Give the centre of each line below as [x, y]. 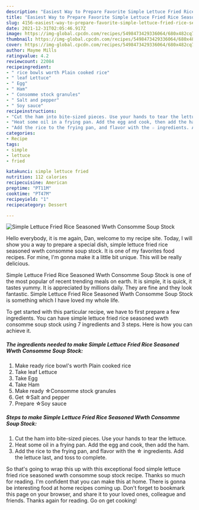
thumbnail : [20, 39]
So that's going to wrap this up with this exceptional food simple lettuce [93, 469]
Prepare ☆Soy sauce [41, 404]
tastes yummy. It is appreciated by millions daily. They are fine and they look [99, 288]
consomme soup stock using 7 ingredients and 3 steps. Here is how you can [99, 325]
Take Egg [26, 379]
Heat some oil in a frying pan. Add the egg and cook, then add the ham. [102, 445]
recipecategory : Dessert [37, 205]
